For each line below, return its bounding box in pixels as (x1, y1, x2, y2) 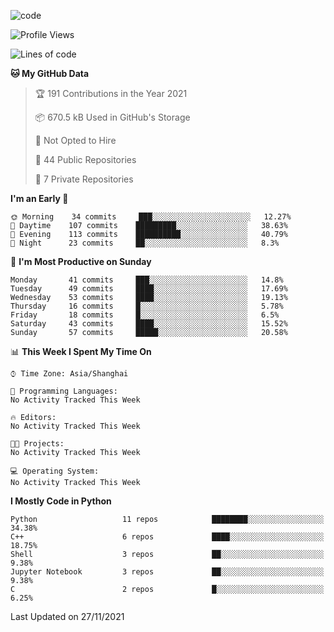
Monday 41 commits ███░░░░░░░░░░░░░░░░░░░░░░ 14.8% (10, 275, 284, 285)
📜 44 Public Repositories (34, 154, 137, 165)
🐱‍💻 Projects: (10, 439, 65, 449)
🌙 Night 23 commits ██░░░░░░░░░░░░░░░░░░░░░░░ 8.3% (10, 238, 280, 248)
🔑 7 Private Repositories (34, 173, 134, 185)
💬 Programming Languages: (10, 386, 118, 396)
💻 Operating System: (10, 466, 100, 476)
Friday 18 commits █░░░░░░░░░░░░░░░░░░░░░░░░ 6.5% (10, 310, 280, 320)
